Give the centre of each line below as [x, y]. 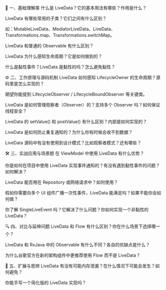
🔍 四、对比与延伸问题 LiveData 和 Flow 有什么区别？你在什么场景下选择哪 [81, 226]
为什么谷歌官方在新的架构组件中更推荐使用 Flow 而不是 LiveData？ [73, 255]
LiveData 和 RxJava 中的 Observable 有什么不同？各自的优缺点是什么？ [78, 245]
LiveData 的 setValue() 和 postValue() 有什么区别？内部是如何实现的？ [76, 122]
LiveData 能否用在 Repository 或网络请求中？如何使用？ [62, 182]
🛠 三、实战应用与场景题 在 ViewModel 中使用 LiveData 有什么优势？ [75, 153]
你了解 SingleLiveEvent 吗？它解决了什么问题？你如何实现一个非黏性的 [77, 209]
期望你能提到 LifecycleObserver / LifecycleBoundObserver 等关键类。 [76, 94]
